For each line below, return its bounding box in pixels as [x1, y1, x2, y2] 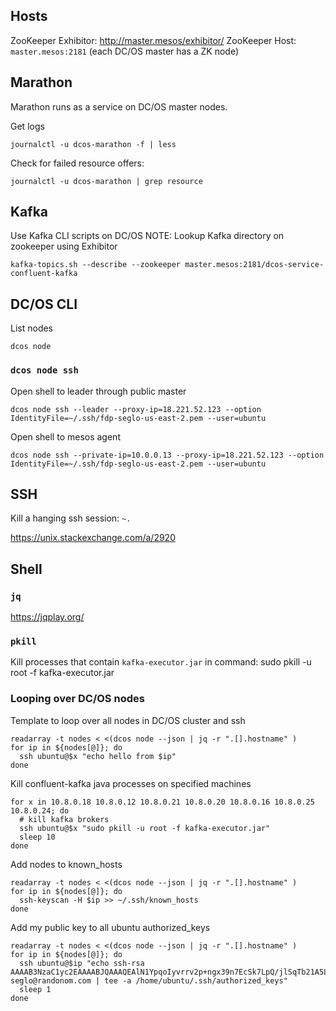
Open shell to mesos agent [10, 430, 121, 443]
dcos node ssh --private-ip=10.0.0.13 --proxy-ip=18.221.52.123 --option [10, 450, 325, 460]
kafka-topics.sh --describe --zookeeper [10, 260, 182, 270]
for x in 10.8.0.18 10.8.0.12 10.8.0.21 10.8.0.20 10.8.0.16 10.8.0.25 [10, 797, 315, 807]
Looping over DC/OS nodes [10, 692, 145, 706]
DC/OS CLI [10, 295, 78, 313]
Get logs [10, 120, 45, 132]
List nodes [10, 322, 54, 334]
